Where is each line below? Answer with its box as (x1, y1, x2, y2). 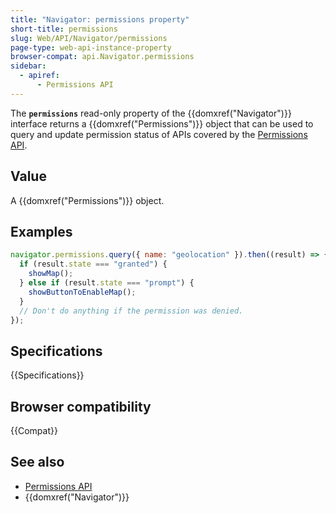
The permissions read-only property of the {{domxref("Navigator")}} (10, 107, 292, 119)
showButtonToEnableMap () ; (28, 287, 137, 297)
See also (10, 454, 65, 471)
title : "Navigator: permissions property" (10, 14, 190, 25)
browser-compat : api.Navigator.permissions (10, 52, 195, 62)
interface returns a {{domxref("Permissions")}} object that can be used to (10, 117, 314, 130)
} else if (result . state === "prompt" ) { (19, 278, 195, 288)
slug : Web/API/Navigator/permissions (10, 33, 168, 43)
